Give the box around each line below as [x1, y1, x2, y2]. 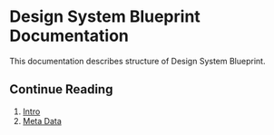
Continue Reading [9, 82, 113, 97]
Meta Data [22, 115, 62, 126]
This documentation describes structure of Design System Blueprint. [9, 55, 266, 66]
